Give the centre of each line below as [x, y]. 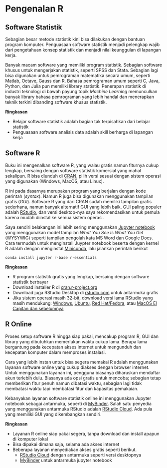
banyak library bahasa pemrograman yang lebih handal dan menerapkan [80, 97]
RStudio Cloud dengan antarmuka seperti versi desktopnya [80, 455]
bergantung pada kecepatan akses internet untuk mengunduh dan [73, 347]
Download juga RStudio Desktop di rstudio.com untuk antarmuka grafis [85, 292]
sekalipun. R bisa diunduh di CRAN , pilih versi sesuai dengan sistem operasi [83, 176]
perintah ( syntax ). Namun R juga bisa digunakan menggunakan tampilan [79, 196]
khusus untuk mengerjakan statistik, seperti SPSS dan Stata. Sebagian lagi [82, 70]
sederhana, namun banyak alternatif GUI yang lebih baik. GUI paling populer [83, 207]
